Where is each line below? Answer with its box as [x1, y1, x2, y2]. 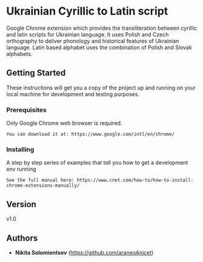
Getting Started [6, 68, 66, 78]
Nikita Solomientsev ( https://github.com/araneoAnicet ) [15, 249, 154, 256]
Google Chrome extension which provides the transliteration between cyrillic [6, 24, 198, 32]
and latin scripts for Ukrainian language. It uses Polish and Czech [6, 30, 169, 38]
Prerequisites [6, 105, 47, 114]
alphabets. [6, 50, 33, 57]
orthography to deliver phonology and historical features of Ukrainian [6, 37, 179, 44]
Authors [6, 233, 38, 243]
